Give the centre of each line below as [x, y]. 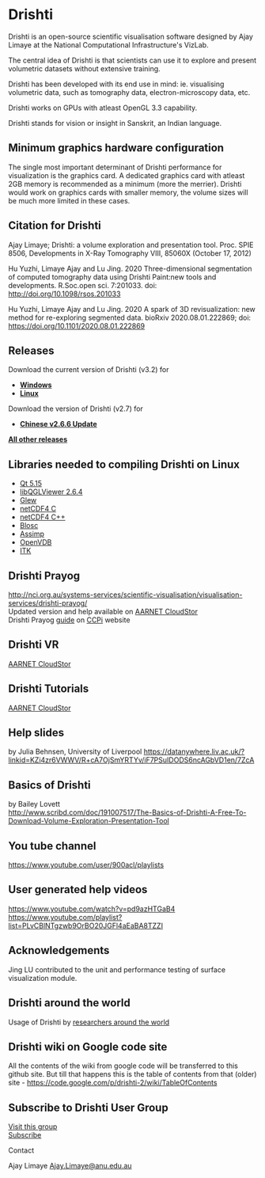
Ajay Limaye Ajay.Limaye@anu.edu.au [70, 1166]
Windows [36, 385]
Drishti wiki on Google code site [88, 1047]
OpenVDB [36, 542]
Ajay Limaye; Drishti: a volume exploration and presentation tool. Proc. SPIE [131, 245]
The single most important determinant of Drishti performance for [115, 167]
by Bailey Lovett [34, 804]
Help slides [36, 733]
